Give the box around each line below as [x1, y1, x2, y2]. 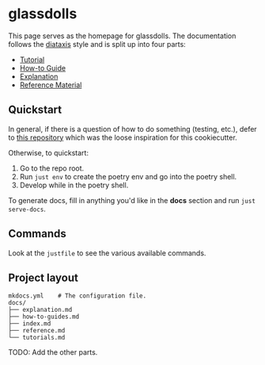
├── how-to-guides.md [8, 313, 80, 321]
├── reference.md [8, 327, 66, 335]
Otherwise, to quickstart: [8, 148, 89, 157]
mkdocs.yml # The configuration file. [8, 292, 147, 300]
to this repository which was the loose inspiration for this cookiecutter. [8, 133, 237, 142]
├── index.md [8, 320, 51, 328]
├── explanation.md [8, 306, 73, 314]
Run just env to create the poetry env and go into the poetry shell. [19, 171, 237, 181]
